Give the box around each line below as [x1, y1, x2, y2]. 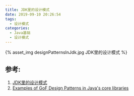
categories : [5, 26, 30, 31]
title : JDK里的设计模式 [5, 7, 50, 12]
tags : [5, 16, 16, 21]
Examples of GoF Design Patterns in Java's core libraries [12, 85, 129, 91]
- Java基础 [9, 30, 31, 35]
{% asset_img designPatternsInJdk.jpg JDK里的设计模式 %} [5, 49, 128, 55]
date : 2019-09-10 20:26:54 [5, 12, 61, 17]
